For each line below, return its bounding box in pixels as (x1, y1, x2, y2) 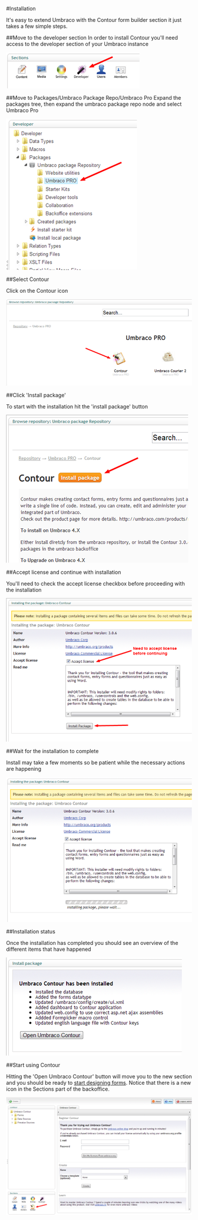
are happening (6, 765, 41, 772)
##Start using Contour (6, 1061, 61, 1068)
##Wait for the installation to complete (6, 747, 99, 754)
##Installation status (6, 928, 56, 935)
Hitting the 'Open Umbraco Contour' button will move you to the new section (6, 1072, 192, 1080)
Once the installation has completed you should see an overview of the (6, 939, 179, 946)
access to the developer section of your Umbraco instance (6, 41, 149, 47)
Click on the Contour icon (6, 287, 68, 294)
